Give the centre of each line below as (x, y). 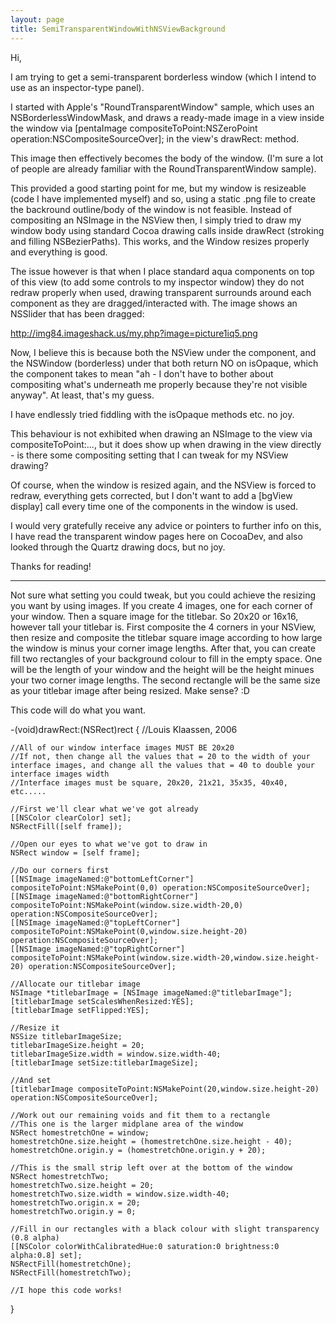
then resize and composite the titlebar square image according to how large (166, 637)
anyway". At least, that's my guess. (82, 395)
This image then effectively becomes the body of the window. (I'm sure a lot (167, 158)
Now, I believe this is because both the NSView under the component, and (163, 352)
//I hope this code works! (66, 1290)
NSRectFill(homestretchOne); (71, 1264)
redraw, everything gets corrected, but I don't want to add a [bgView (151, 495)
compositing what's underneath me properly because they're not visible (159, 384)
